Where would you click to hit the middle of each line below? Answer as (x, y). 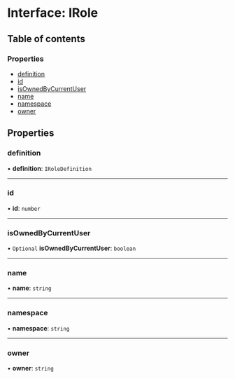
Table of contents (46, 39)
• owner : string (30, 368)
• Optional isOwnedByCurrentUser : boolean (72, 248)
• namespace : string (38, 328)
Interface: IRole (53, 13)
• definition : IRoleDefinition (50, 168)
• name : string (29, 288)
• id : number (24, 208)
